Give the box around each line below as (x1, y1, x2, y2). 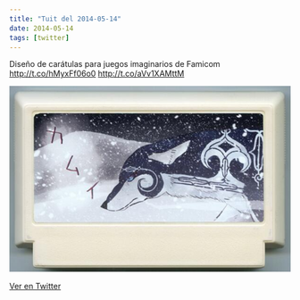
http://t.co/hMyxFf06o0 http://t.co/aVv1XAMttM (9, 68, 185, 79)
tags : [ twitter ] (9, 33, 70, 42)
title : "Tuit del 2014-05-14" (9, 14, 122, 23)
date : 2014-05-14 (9, 23, 74, 33)
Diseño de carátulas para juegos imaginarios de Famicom (9, 59, 221, 70)
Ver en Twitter (9, 280, 62, 291)
